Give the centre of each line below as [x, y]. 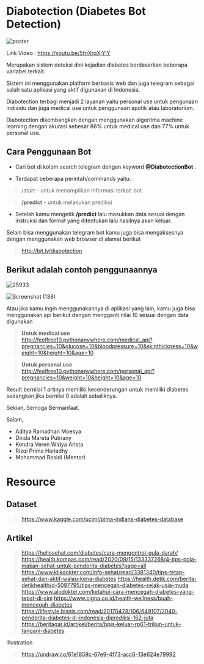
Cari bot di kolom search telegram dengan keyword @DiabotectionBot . [106, 167]
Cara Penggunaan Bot [49, 152]
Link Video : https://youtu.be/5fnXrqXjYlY [59, 53]
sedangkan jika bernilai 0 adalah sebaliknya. [62, 396]
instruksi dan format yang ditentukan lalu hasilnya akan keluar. [93, 221]
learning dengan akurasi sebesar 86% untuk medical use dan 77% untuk [98, 126]
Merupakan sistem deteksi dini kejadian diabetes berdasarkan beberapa [97, 65]
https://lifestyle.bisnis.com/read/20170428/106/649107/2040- [100, 611]
